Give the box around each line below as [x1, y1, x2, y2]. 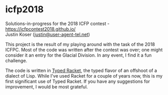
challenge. [5, 57, 28, 63]
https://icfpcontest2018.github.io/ [5, 26, 76, 32]
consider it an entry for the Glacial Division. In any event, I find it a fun [5, 52, 152, 58]
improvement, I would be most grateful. [5, 83, 88, 90]
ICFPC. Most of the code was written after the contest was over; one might [5, 46, 163, 53]
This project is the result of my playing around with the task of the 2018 [5, 41, 155, 47]
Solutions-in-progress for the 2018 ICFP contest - [5, 20, 110, 27]
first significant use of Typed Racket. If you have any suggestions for [5, 78, 150, 84]
